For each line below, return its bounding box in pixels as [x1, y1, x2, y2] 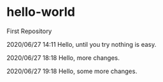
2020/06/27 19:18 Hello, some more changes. [6, 67, 137, 75]
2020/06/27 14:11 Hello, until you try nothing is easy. [6, 40, 157, 48]
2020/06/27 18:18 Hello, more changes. [6, 53, 120, 62]
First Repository [6, 27, 52, 35]
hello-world [6, 4, 76, 20]
